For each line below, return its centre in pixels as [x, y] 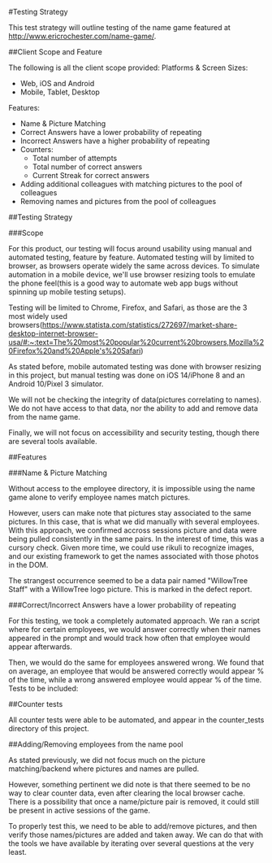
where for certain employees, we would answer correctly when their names [135, 629]
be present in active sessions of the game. [80, 810]
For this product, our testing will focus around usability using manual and [130, 248]
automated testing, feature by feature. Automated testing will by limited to [131, 257]
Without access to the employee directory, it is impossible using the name [132, 488]
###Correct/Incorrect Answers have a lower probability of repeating [123, 605]
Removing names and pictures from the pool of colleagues [118, 201]
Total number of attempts [75, 158]
